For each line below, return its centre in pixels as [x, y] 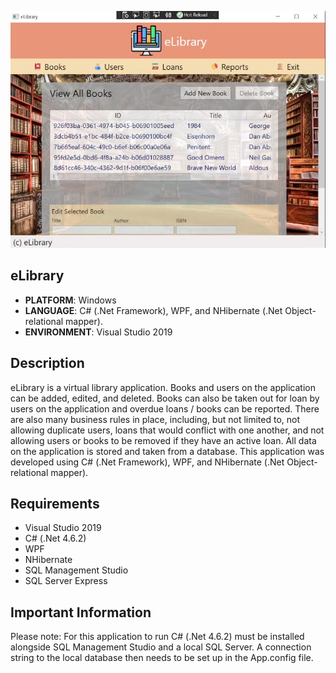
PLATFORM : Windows [70, 300]
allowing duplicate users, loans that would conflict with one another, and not [167, 430]
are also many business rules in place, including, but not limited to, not [155, 419]
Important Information [81, 612]
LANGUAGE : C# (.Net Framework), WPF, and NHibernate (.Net [153, 310]
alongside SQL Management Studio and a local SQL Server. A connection [161, 647]
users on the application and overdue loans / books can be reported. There [165, 408]
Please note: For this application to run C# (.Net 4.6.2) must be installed [157, 637]
